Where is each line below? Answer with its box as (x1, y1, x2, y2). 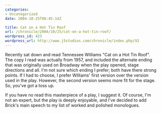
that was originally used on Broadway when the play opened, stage (5, 62, 139, 68)
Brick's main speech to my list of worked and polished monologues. (5, 102, 140, 108)
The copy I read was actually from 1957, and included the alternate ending (5, 57, 152, 63)
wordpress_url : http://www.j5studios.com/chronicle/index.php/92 (5, 38, 139, 44)
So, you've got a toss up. (5, 82, 55, 88)
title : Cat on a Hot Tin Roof (5, 25, 66, 30)
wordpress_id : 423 (5, 34, 42, 39)
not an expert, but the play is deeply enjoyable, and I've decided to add (5, 97, 146, 103)
